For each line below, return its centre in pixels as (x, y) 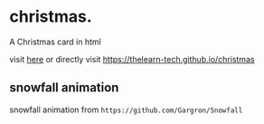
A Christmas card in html (55, 42)
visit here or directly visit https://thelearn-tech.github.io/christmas (132, 59)
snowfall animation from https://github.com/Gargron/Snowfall (126, 110)
